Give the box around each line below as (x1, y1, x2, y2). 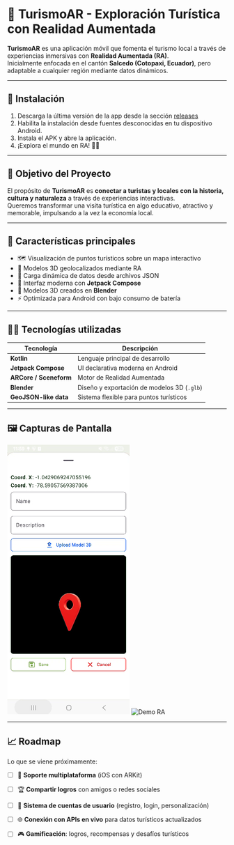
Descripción (121, 344, 158, 352)
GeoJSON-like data (10, 393, 69, 401)
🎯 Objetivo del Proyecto (7, 168, 111, 180)
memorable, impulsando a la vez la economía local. (7, 208, 154, 217)
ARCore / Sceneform (10, 373, 72, 382)
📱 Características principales (7, 235, 136, 247)
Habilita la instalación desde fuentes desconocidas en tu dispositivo (17, 118, 212, 127)
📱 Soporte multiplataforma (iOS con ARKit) (17, 771, 143, 780)
